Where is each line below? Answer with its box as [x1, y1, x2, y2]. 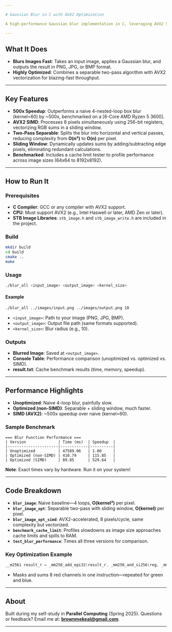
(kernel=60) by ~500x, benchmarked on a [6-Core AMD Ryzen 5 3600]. [12, 113, 165, 120]
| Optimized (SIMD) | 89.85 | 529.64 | [5, 457, 116, 463]
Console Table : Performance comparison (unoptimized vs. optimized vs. [12, 355, 166, 362]
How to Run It [5, 177, 49, 185]
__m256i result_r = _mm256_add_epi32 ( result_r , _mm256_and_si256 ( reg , [5, 563, 159, 568]
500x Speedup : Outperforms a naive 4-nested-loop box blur [12, 108, 142, 114]
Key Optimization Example [5, 551, 73, 558]
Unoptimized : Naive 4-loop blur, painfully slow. [12, 399, 113, 406]
